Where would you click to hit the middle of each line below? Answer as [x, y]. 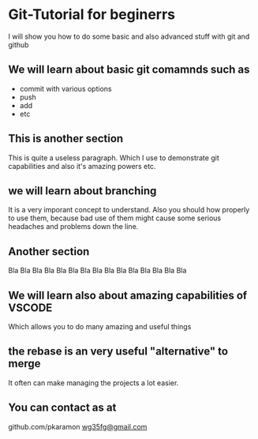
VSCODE [30, 308]
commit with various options [65, 88]
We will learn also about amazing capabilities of [128, 295]
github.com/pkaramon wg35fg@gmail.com [78, 426]
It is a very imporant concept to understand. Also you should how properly [129, 210]
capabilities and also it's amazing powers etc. [82, 166]
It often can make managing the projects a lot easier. [93, 383]
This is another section [66, 139]
